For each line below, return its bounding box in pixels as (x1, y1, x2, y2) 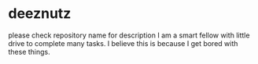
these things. (8, 47, 51, 56)
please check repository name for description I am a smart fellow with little (8, 30, 250, 40)
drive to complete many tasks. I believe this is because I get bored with (8, 38, 238, 48)
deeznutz (8, 5, 72, 23)
